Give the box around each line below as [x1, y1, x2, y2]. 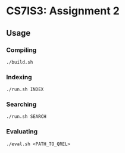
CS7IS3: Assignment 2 [6, 4, 120, 18]
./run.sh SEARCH [6, 114, 46, 120]
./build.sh [6, 59, 33, 65]
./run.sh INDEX [6, 86, 44, 93]
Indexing [6, 73, 32, 81]
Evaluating [6, 127, 38, 136]
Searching [6, 100, 37, 108]
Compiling [6, 46, 37, 54]
